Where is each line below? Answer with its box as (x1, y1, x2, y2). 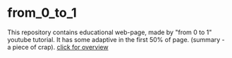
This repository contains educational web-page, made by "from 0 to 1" (7, 28, 212, 36)
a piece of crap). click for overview (7, 43, 109, 51)
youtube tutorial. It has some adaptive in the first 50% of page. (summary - (7, 35, 225, 43)
